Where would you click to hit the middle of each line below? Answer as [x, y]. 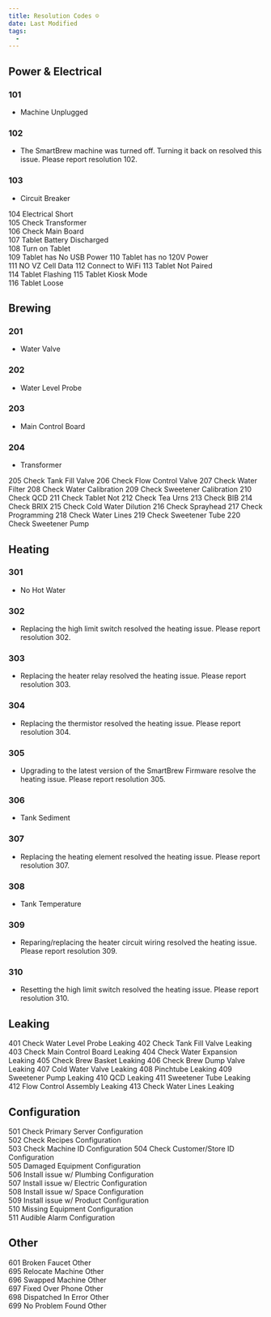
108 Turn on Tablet [40, 248]
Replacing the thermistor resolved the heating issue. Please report [130, 723]
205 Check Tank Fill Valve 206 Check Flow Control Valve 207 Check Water [133, 481]
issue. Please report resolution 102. [78, 160]
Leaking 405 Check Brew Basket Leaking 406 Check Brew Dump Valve [127, 1061]
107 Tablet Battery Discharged [59, 239]
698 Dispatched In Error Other [59, 1297]
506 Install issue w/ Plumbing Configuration [81, 1175]
